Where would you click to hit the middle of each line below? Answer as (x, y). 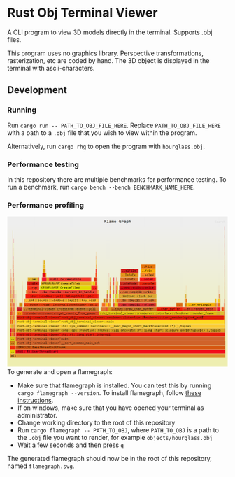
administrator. (37, 415)
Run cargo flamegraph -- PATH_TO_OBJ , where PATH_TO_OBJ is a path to (118, 430)
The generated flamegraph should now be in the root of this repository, (109, 459)
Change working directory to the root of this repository (96, 423)
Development (37, 90)
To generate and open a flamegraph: (60, 372)
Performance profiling (46, 205)
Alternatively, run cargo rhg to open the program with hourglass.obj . (106, 146)
